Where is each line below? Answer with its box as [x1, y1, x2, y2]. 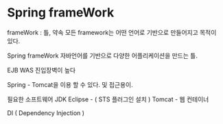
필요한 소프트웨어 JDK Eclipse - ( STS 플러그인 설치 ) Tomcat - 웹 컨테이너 [7, 95, 209, 103]
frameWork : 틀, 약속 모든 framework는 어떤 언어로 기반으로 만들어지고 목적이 [7, 28, 217, 36]
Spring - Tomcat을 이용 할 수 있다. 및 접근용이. [7, 80, 133, 88]
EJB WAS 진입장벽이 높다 [7, 66, 76, 74]
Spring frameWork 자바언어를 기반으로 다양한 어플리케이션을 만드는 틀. [7, 51, 198, 60]
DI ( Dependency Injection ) [7, 108, 84, 117]
